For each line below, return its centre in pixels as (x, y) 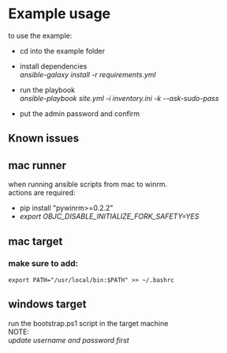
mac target (35, 241)
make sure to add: (43, 264)
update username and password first (69, 340)
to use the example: (40, 36)
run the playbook (47, 90)
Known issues (44, 139)
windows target (47, 304)
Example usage (60, 14)
